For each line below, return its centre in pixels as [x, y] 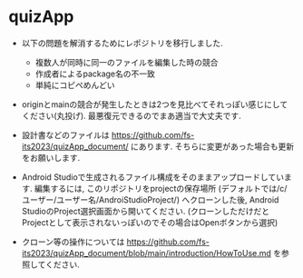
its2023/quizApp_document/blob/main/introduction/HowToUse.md [146, 253]
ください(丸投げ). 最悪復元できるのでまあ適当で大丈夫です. [131, 115]
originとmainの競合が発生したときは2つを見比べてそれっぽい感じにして [155, 104]
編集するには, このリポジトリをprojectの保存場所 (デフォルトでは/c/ [161, 188]
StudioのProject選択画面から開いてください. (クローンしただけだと [146, 211]
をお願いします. [51, 157]
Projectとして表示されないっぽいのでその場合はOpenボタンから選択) [150, 222]
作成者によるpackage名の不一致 [95, 74]
